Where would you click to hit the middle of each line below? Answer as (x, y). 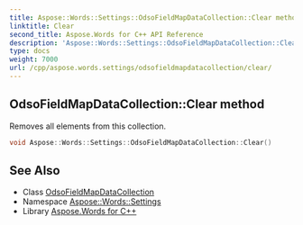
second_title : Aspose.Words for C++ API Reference (106, 34)
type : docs (30, 51)
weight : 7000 (34, 59)
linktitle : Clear (42, 26)
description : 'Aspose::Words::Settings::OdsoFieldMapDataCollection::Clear (155, 43)
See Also (35, 171)
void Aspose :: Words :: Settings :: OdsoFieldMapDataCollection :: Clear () (141, 142)
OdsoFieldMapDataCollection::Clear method (137, 104)
